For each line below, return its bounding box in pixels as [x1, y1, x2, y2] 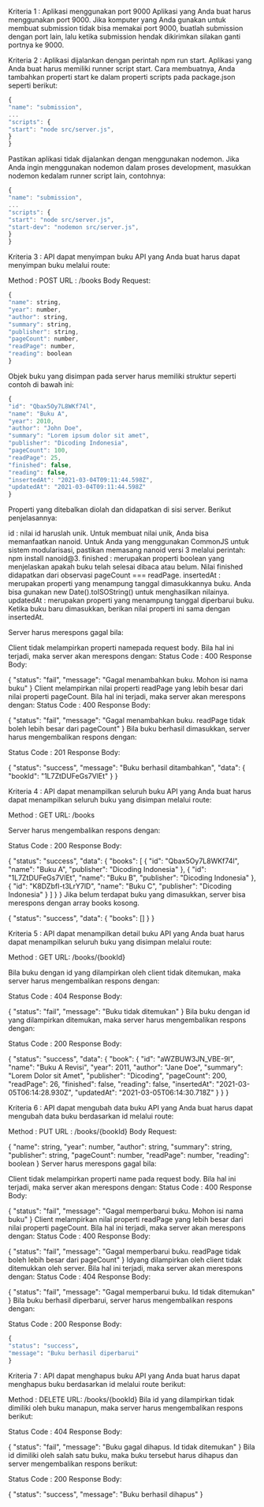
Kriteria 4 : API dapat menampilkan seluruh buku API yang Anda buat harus [8, 787, 252, 796]
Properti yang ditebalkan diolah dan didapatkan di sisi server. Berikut [8, 505, 232, 514]
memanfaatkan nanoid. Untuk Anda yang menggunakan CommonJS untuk [8, 537, 250, 547]
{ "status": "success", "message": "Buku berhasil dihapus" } [8, 1489, 203, 1499]
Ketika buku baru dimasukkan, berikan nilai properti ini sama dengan [8, 604, 231, 614]
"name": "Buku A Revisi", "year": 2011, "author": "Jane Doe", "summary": [8, 1062, 244, 1073]
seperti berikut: [8, 81, 58, 90]
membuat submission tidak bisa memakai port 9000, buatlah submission [8, 24, 244, 32]
